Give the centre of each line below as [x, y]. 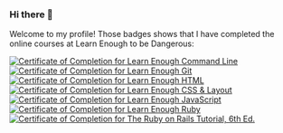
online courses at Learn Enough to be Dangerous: [102, 43]
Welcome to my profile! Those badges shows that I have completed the [142, 34]
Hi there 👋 [32, 14]
